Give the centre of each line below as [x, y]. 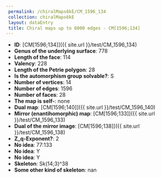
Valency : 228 [31, 64]
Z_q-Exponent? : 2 [37, 139]
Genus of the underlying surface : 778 [61, 51]
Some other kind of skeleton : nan [55, 170]
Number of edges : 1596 [43, 88]
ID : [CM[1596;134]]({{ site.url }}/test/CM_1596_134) [75, 45]
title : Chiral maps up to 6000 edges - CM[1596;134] [74, 28]
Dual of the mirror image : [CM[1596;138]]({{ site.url [77, 126]
